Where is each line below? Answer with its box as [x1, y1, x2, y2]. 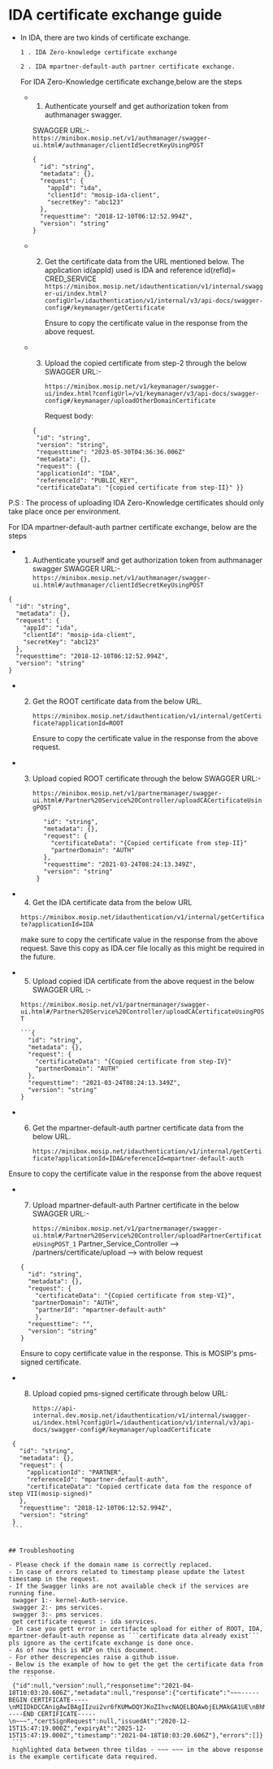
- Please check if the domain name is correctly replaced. [8, 1560, 213, 1569]
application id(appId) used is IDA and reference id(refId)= [44, 265, 236, 275]
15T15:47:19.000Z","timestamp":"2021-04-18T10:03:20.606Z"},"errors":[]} [8, 1731, 264, 1740]
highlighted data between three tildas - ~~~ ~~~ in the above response [11, 1745, 264, 1754]
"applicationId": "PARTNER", [26, 1468, 126, 1476]
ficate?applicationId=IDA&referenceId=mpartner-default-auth [32, 1154, 244, 1163]
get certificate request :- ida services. [11, 1617, 158, 1626]
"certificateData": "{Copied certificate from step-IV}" [35, 1057, 232, 1065]
